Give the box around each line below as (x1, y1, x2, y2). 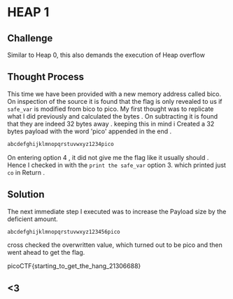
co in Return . (7, 168, 45, 176)
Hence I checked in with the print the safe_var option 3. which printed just (7, 161, 226, 169)
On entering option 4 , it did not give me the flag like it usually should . (7, 153, 209, 161)
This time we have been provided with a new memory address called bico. (7, 89, 222, 98)
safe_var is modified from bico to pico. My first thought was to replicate (7, 105, 214, 113)
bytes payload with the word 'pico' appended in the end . (7, 127, 172, 135)
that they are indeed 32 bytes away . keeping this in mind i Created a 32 (7, 119, 215, 128)
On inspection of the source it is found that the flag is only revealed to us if (7, 97, 223, 105)
